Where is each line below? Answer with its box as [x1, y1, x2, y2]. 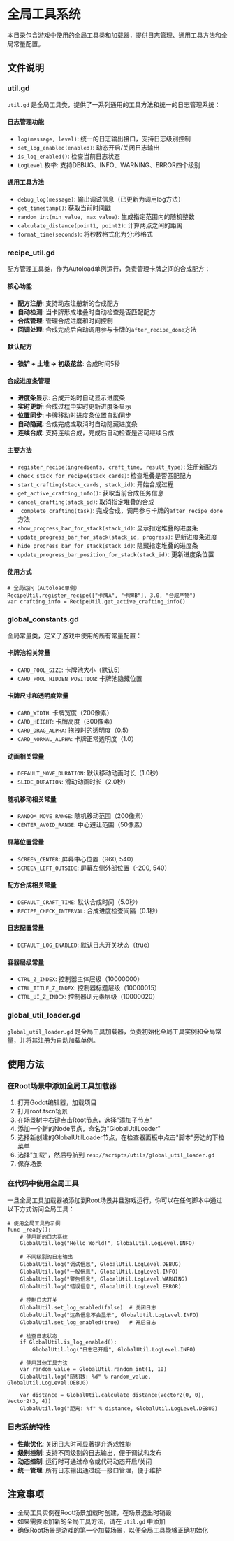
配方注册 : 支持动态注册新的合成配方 [17, 299, 119, 307]
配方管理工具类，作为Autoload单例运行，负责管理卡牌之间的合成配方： [7, 265, 211, 273]
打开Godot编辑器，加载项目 [17, 1098, 97, 1106]
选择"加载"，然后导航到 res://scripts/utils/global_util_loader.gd [17, 1151, 215, 1159]
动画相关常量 [7, 752, 44, 760]
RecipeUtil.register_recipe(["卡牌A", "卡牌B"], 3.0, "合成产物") [7, 592, 196, 599]
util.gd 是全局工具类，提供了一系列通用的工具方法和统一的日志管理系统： [7, 100, 221, 108]
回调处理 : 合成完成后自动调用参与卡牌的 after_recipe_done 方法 [17, 325, 197, 333]
